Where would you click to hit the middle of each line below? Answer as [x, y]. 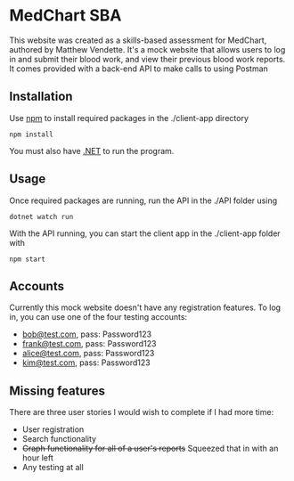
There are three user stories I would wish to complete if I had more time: [142, 412]
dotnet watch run [41, 216]
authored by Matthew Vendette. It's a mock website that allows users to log [147, 49]
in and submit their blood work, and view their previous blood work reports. [147, 59]
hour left [37, 458]
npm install [31, 135]
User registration [53, 429]
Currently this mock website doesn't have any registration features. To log [145, 307]
